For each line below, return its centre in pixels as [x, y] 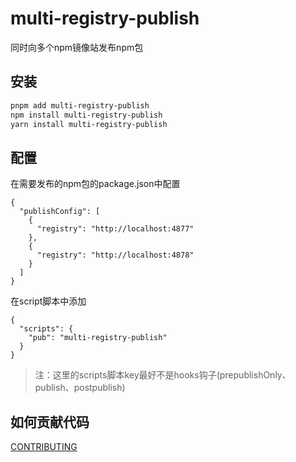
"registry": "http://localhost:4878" [115, 255]
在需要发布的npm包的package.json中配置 [95, 184]
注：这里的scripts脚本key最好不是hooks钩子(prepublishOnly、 [163, 375]
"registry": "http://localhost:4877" [115, 229]
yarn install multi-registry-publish [89, 124]
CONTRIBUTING [44, 446]
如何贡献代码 [50, 422]
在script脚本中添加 [48, 301]
